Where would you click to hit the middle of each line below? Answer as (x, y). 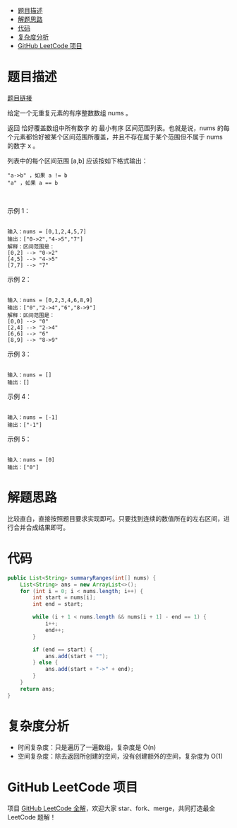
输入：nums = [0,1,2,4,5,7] (47, 231)
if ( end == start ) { (63, 650)
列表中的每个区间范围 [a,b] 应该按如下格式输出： (78, 161)
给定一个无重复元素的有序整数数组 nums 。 (70, 113)
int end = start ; (58, 604)
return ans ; (37, 689)
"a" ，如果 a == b (33, 183)
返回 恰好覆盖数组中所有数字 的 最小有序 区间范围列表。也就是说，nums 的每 (119, 128)
